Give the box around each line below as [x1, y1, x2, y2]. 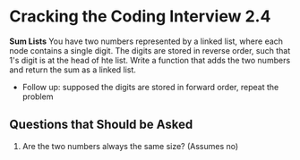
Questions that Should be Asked [9, 117, 193, 132]
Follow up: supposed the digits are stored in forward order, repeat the [21, 81, 279, 92]
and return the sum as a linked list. [9, 64, 137, 75]
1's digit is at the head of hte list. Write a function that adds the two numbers [9, 55, 291, 65]
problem [21, 91, 54, 102]
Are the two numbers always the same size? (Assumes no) [21, 140, 239, 151]
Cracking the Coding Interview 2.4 [9, 6, 271, 27]
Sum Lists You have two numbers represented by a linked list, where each [9, 36, 284, 46]
